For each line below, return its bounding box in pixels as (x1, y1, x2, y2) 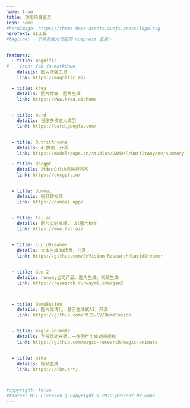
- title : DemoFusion (11, 301, 62, 307)
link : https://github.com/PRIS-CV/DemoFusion (17, 312, 132, 318)
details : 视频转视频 (17, 193, 64, 199)
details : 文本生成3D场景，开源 (17, 247, 86, 253)
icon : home (6, 20, 33, 26)
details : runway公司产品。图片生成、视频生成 (17, 274, 119, 280)
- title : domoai (11, 188, 52, 194)
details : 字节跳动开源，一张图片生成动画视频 (17, 334, 116, 340)
